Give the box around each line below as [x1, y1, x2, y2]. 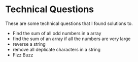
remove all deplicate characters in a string [12, 46, 100, 52]
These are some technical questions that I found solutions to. [5, 20, 133, 26]
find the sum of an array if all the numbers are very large [12, 36, 131, 42]
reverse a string [12, 41, 46, 47]
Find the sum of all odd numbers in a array [12, 30, 101, 36]
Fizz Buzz [12, 52, 33, 58]
